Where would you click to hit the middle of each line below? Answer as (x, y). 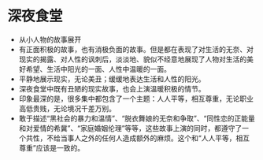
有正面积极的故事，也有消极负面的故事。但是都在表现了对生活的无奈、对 (136, 49)
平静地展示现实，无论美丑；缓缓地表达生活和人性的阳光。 (112, 79)
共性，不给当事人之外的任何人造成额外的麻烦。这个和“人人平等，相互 (137, 138)
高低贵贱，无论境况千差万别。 (67, 108)
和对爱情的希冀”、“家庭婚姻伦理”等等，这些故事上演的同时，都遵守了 (130, 128)
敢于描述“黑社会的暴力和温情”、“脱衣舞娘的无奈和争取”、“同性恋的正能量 (137, 118)
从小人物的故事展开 (50, 39)
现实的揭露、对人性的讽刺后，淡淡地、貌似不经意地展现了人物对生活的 (133, 59)
